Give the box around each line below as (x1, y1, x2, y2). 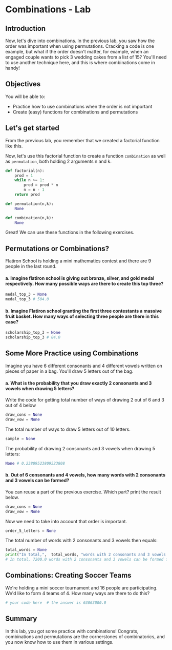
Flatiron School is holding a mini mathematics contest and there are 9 (5, 258, 152, 264)
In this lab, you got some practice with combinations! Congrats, (5, 628, 139, 634)
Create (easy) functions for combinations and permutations (12, 109, 138, 115)
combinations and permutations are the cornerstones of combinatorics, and (5, 633, 165, 640)
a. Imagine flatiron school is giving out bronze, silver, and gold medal (5, 275, 155, 281)
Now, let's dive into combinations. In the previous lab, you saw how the (5, 37, 155, 44)
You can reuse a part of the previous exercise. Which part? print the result (5, 489, 161, 495)
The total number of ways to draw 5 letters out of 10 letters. (5, 426, 131, 432)
